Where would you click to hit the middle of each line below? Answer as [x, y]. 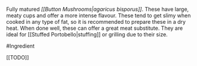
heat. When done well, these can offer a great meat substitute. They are [95, 28]
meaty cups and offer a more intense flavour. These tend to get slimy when [98, 15]
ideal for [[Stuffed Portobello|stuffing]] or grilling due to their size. [87, 34]
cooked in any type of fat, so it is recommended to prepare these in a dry [96, 22]
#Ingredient [20, 46]
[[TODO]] [18, 57]
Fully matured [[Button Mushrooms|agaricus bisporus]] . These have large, [98, 9]
